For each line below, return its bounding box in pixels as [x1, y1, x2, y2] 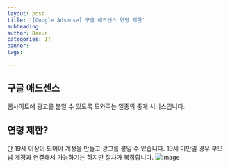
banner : [7, 42, 30, 49]
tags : [7, 49, 23, 56]
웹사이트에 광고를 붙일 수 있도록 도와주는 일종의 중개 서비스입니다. [7, 102, 186, 110]
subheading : [7, 23, 42, 30]
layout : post [7, 10, 45, 17]
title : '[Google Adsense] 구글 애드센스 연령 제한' [7, 17, 146, 24]
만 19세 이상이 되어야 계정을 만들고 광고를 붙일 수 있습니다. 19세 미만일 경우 [7, 144, 211, 153]
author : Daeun [7, 29, 49, 37]
